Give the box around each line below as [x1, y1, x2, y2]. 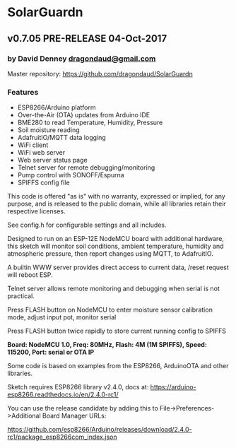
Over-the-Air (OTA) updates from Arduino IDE [17, 111, 151, 119]
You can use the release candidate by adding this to [7, 404, 159, 413]
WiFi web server [17, 148, 66, 157]
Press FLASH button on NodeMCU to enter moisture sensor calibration [7, 305, 213, 314]
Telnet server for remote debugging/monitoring [17, 163, 155, 172]
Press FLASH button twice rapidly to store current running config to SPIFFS [7, 326, 227, 336]
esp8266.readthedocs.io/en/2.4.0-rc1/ [7, 390, 119, 399]
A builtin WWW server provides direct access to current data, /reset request [7, 263, 230, 272]
